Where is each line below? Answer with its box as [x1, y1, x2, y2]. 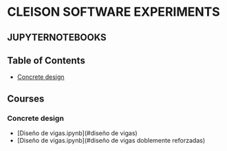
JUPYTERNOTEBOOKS [7, 32, 107, 43]
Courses [7, 93, 45, 104]
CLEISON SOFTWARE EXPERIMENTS [7, 4, 220, 20]
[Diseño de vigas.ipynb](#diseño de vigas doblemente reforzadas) [17, 137, 205, 145]
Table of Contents [7, 54, 86, 66]
